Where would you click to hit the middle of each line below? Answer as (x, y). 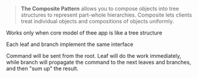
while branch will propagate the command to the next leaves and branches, (99, 62)
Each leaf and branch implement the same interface (70, 44)
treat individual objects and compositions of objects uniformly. (97, 21)
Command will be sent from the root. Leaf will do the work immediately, (94, 56)
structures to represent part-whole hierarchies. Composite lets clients (106, 15)
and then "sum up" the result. (42, 68)
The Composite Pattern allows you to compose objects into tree (100, 9)
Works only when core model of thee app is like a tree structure (84, 33)
